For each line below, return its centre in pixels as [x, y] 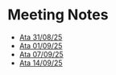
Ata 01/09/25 [41, 45]
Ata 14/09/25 [41, 63]
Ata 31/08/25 [41, 37]
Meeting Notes [58, 15]
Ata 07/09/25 [41, 54]
